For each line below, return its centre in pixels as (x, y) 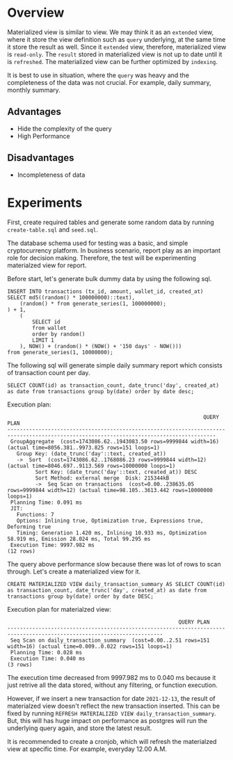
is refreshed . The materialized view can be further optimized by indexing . (112, 61)
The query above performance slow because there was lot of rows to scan (114, 564)
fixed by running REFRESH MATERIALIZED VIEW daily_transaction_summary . (112, 713)
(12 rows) (22, 551)
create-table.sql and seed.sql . (53, 229)
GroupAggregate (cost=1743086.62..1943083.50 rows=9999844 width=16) (114, 441)
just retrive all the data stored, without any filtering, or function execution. (112, 685)
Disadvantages (41, 158)
